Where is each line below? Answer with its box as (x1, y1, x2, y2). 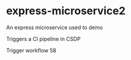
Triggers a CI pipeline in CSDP (6, 35, 81, 42)
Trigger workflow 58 (6, 46, 57, 54)
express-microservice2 (6, 4, 126, 18)
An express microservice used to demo (6, 24, 103, 31)
